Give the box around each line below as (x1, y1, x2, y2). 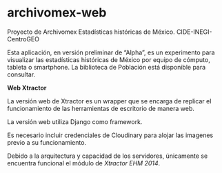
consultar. (7, 70, 36, 79)
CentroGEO (7, 34, 40, 43)
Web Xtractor (7, 83, 47, 92)
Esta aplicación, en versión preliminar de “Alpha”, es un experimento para (7, 48, 215, 57)
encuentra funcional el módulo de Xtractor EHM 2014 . (7, 159, 161, 167)
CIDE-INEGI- (176, 28, 212, 36)
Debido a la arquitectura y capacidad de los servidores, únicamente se (7, 152, 208, 160)
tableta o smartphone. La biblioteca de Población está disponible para (7, 63, 206, 71)
